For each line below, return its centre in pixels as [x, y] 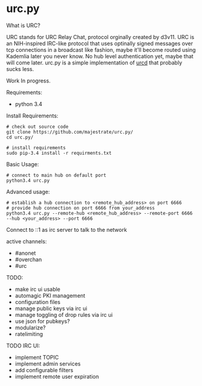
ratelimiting [29, 334]
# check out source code [37, 126]
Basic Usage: [23, 164]
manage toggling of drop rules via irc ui [64, 314]
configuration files [38, 302]
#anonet [25, 253]
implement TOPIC [37, 357]
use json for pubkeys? [43, 321]
